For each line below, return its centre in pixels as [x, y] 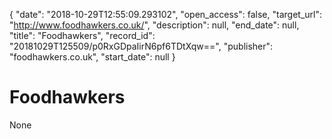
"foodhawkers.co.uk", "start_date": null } [92, 57]
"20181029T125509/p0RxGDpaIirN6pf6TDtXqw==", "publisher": [141, 46]
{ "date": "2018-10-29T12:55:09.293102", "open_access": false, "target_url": [165, 14]
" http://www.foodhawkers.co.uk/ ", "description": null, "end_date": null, [154, 25]
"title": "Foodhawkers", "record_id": [82, 35]
